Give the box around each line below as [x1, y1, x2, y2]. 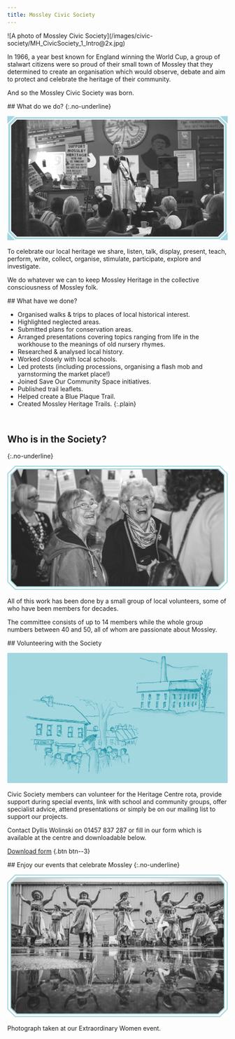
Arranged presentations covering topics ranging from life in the [17, 332, 199, 341]
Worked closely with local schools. [17, 355, 117, 363]
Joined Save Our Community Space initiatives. [17, 377, 152, 386]
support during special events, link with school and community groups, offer [7, 798, 227, 806]
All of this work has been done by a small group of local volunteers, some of [7, 597, 227, 606]
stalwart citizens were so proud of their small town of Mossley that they [7, 60, 213, 68]
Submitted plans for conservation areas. [17, 325, 134, 333]
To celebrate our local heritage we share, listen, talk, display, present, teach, [7, 247, 227, 255]
